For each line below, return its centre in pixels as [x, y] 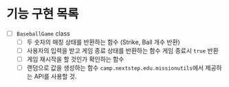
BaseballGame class [43, 33]
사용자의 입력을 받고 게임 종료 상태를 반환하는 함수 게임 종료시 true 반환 [123, 51]
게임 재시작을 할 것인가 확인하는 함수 [75, 60]
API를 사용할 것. [55, 77]
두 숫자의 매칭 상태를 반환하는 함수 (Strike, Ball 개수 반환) [103, 42]
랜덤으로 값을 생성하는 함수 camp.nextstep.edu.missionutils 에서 [115, 68]
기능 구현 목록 [43, 14]
